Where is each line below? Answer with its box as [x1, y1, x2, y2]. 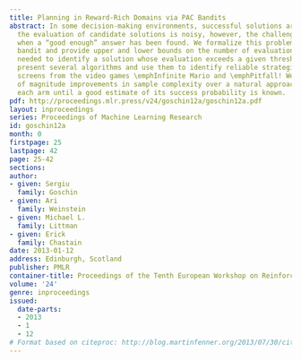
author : [9, 171, 39, 180]
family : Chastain [17, 238, 82, 247]
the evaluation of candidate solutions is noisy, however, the [17, 30, 258, 39]
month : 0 [9, 130, 42, 139]
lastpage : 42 [9, 146, 58, 155]
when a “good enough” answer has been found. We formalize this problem [17, 38, 295, 47]
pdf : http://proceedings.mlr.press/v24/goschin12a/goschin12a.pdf [9, 96, 262, 106]
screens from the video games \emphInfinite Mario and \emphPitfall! [17, 72, 282, 81]
